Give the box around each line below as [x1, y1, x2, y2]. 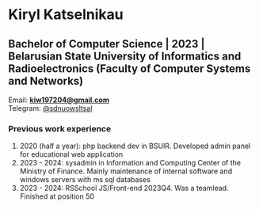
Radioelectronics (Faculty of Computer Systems [8, 62, 251, 75]
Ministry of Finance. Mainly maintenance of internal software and [19, 166, 232, 176]
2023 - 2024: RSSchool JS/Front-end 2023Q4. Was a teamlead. [19, 184, 229, 193]
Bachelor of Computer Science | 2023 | [8, 37, 205, 51]
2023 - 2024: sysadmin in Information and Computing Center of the [19, 158, 242, 168]
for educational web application [19, 150, 124, 159]
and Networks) [8, 74, 84, 88]
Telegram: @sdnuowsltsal [8, 104, 93, 112]
